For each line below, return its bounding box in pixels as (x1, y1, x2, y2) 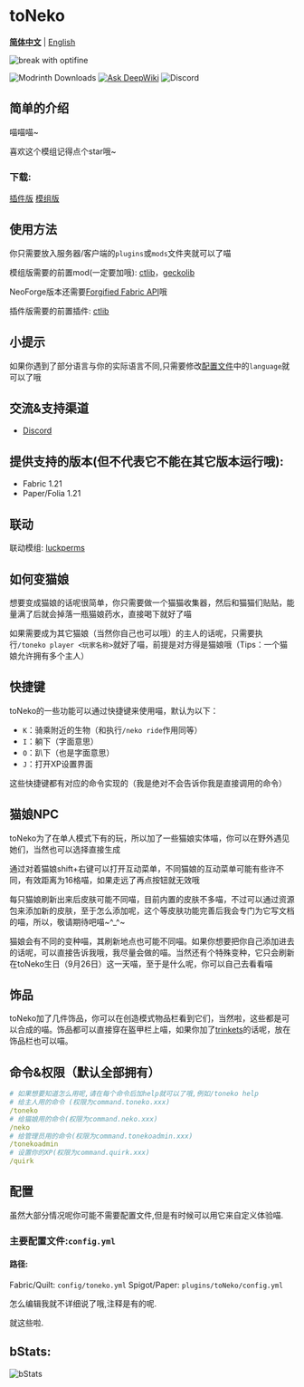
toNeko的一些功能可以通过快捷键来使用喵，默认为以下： (9, 705, 219, 716)
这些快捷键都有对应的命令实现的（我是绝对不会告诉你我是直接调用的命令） (9, 777, 287, 788)
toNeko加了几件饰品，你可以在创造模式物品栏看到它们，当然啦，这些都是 (9, 1013, 282, 1024)
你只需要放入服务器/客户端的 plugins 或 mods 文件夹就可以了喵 (9, 247, 232, 258)
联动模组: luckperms (9, 543, 86, 554)
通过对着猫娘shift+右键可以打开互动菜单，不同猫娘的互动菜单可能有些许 (9, 862, 277, 874)
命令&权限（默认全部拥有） (9, 1064, 161, 1080)
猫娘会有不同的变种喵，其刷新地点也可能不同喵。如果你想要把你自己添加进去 (9, 935, 295, 947)
